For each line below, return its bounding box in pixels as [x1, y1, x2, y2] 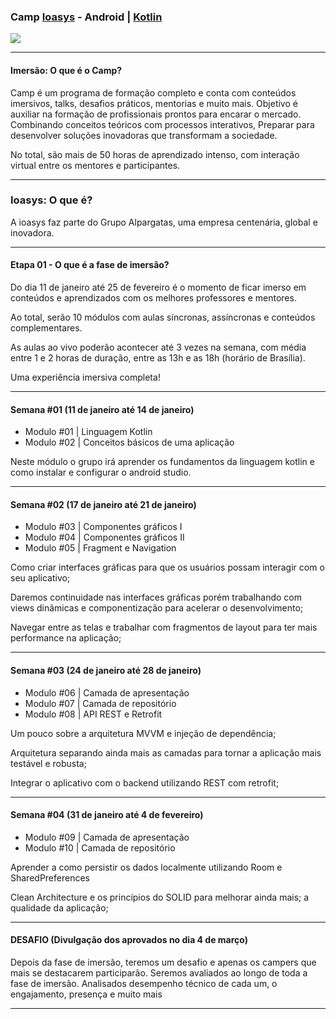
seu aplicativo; [10, 572, 71, 584]
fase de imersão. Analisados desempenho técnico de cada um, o [10, 978, 278, 990]
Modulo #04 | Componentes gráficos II [24, 531, 185, 544]
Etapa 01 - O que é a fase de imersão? [10, 259, 170, 271]
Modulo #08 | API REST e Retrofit [24, 708, 163, 720]
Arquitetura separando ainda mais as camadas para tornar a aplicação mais [10, 746, 322, 759]
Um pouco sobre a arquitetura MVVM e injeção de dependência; [10, 727, 277, 739]
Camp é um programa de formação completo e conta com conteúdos [10, 86, 297, 99]
